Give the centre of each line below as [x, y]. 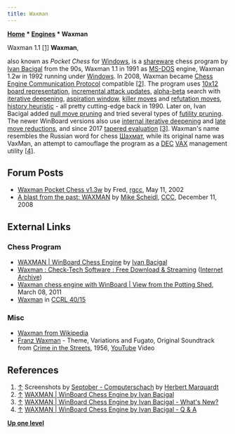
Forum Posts [35, 173]
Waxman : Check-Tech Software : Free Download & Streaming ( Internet [120, 270]
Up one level [26, 423]
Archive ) [29, 277]
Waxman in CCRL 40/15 [52, 300]
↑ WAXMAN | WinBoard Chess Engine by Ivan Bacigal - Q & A [107, 409]
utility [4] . [21, 151]
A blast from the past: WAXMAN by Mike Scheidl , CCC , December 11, [117, 197]
